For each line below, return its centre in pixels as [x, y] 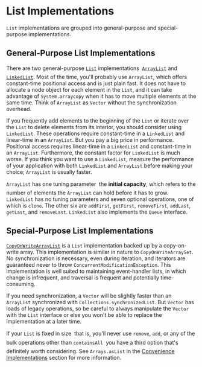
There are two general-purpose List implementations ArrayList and [92, 68]
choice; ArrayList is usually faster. [49, 172]
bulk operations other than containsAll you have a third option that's [93, 342]
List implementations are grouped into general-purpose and [81, 28]
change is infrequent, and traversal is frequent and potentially [83, 277]
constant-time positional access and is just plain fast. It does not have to [96, 83]
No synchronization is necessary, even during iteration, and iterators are [96, 258]
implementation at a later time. [44, 321]
